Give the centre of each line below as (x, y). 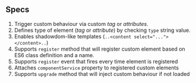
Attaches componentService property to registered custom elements (97, 68)
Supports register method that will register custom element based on (99, 49)
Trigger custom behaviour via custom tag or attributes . (81, 24)
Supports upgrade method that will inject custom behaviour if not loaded (102, 74)
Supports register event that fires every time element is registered (96, 61)
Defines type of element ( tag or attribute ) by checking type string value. (102, 30)
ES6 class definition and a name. (54, 55)
